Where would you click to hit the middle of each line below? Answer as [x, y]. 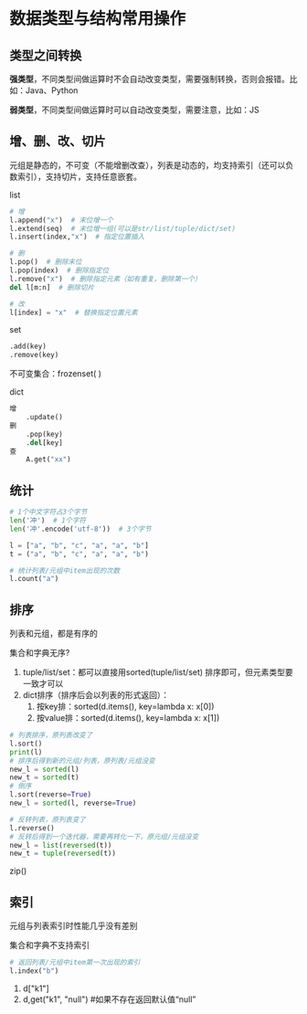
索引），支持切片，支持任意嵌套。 [79, 176]
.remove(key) [34, 355]
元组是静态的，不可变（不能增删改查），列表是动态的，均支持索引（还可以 [148, 164]
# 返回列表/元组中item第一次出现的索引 [75, 963]
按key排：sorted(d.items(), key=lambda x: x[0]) [125, 707]
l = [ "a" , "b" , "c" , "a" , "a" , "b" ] [79, 545]
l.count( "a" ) [34, 579]
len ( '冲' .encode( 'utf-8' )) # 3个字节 [81, 529]
